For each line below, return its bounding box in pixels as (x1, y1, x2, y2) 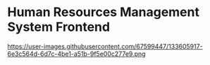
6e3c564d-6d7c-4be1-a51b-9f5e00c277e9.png (7, 50, 146, 58)
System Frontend (7, 19, 111, 35)
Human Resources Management (7, 4, 199, 20)
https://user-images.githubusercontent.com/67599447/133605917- (7, 42, 203, 50)
